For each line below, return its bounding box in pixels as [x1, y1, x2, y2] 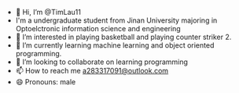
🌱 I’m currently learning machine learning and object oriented [15, 41, 215, 50]
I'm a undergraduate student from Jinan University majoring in [15, 16, 218, 25]
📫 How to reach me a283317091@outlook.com [15, 66, 169, 75]
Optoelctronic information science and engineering [15, 24, 181, 33]
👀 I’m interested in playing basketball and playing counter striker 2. [15, 32, 232, 41]
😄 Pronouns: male [15, 77, 76, 86]
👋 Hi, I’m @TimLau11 [15, 8, 81, 16]
